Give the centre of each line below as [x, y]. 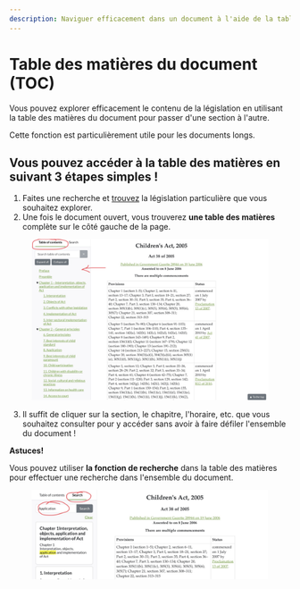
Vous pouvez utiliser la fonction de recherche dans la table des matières [143, 467]
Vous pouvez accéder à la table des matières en [145, 162]
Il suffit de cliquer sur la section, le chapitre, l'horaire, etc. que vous [146, 414]
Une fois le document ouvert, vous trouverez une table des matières [148, 217]
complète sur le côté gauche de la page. [96, 227]
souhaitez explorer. [57, 208]
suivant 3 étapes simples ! [84, 177]
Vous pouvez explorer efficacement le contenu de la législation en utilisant [146, 108]
